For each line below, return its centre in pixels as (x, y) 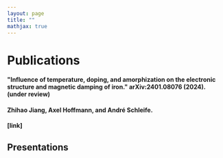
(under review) (28, 94)
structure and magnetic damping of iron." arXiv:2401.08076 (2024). (106, 87)
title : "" (21, 20)
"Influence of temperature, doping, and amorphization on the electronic (111, 80)
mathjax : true (27, 26)
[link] (15, 126)
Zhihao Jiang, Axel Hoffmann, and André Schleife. (80, 110)
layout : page (26, 13)
